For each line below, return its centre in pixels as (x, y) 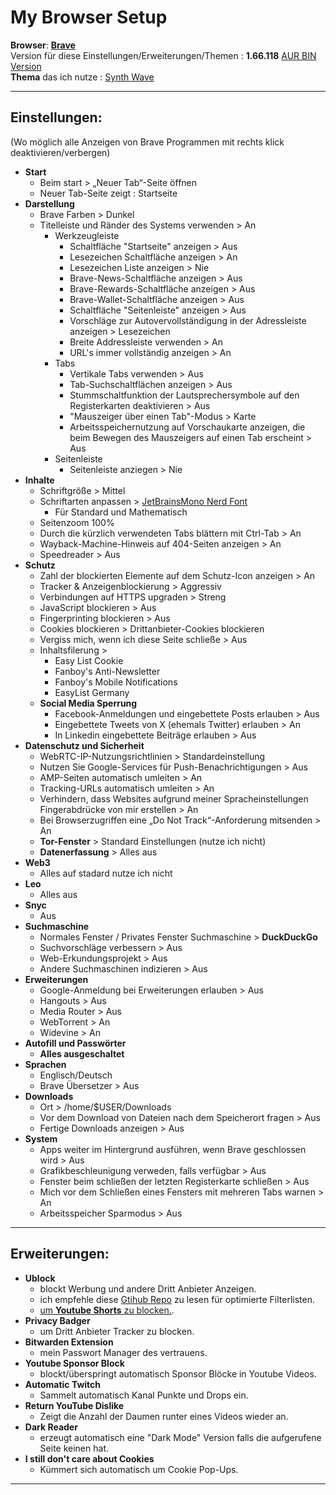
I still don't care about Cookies (89, 1458)
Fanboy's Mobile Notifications (116, 682)
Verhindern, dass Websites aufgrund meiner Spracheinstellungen (174, 798)
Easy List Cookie (89, 660)
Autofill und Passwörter (75, 1043)
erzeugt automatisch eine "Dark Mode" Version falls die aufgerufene (180, 1437)
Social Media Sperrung (88, 703)
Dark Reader (51, 1427)
